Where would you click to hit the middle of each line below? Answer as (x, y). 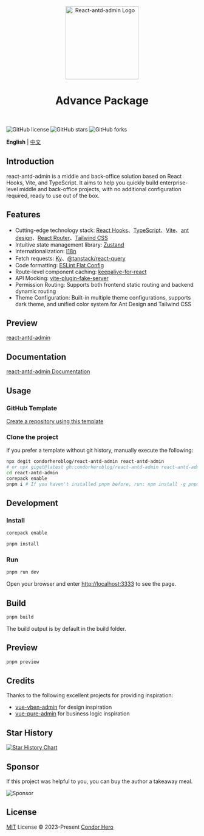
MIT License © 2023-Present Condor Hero (60, 827)
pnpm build (20, 617)
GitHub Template (32, 408)
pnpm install (23, 544)
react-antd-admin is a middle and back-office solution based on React (94, 176)
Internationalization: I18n (46, 251)
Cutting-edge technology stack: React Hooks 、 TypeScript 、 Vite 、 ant (102, 230)
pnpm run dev (23, 572)
